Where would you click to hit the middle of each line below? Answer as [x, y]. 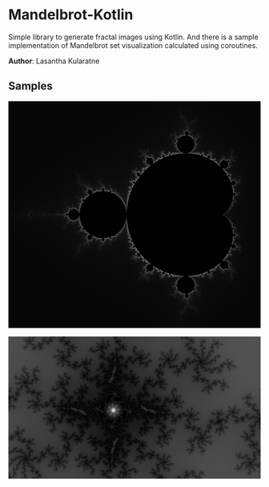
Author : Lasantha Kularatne [54, 61]
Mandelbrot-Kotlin [71, 15]
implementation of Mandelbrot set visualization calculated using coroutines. [133, 45]
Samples [31, 86]
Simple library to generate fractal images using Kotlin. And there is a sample [133, 37]
